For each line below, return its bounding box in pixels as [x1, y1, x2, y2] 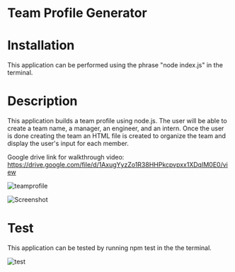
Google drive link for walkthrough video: [7, 153, 125, 161]
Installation [7, 38, 75, 54]
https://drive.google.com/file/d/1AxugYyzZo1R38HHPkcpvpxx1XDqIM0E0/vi [7, 161, 228, 169]
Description [7, 93, 78, 109]
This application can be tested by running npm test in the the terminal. [7, 244, 212, 252]
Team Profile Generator [7, 5, 147, 21]
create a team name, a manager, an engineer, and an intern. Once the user [7, 124, 224, 132]
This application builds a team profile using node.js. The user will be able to [7, 117, 228, 125]
